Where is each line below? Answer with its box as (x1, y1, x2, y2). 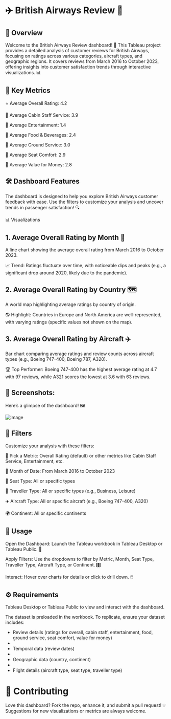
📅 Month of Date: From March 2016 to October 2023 (5, 468, 115, 474)
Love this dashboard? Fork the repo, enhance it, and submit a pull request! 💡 (5, 702, 166, 708)
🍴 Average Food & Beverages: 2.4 (5, 132, 77, 138)
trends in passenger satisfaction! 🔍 (5, 204, 80, 210)
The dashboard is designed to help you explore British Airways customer (5, 193, 158, 199)
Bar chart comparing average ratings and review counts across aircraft (5, 351, 154, 357)
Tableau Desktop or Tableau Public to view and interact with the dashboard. (5, 604, 165, 610)
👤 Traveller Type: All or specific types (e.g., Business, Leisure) (5, 488, 136, 494)
